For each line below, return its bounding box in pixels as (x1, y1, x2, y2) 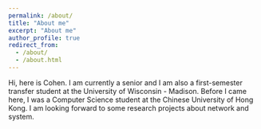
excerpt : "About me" (8, 26, 77, 34)
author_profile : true (8, 33, 81, 42)
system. (8, 111, 34, 121)
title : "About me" (8, 19, 69, 27)
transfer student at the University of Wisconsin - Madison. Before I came (8, 86, 247, 96)
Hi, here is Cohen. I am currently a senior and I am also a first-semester (8, 77, 243, 88)
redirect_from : (8, 41, 59, 49)
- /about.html (15, 57, 62, 64)
